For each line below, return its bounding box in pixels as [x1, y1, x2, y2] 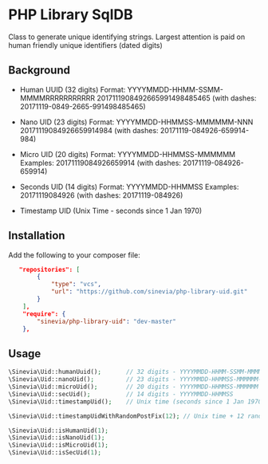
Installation [8, 229, 65, 242]
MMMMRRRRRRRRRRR [19, 93, 96, 103]
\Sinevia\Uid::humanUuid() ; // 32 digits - [8, 368, 177, 376]
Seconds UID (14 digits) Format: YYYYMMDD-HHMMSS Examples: [19, 182, 239, 191]
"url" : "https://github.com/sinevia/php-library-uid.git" [50, 288, 248, 296]
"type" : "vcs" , [50, 281, 102, 289]
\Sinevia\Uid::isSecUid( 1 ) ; [8, 449, 102, 457]
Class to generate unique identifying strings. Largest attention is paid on [8, 32, 246, 41]
